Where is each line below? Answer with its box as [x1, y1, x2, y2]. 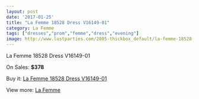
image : [6, 36, 23, 42]
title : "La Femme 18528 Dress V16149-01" [6, 19, 110, 25]
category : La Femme [6, 25, 54, 31]
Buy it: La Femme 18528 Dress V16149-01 [6, 75, 107, 82]
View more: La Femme [6, 87, 61, 93]
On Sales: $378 [6, 64, 44, 71]
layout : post [6, 8, 38, 15]
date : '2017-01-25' [6, 14, 54, 20]
